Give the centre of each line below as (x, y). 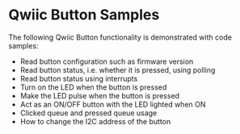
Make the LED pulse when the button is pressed (100, 95)
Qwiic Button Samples (84, 15)
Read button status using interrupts (79, 78)
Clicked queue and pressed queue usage (88, 113)
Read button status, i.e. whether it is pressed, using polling (118, 69)
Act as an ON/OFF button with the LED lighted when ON (113, 104)
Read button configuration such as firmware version (107, 61)
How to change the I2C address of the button (95, 121)
